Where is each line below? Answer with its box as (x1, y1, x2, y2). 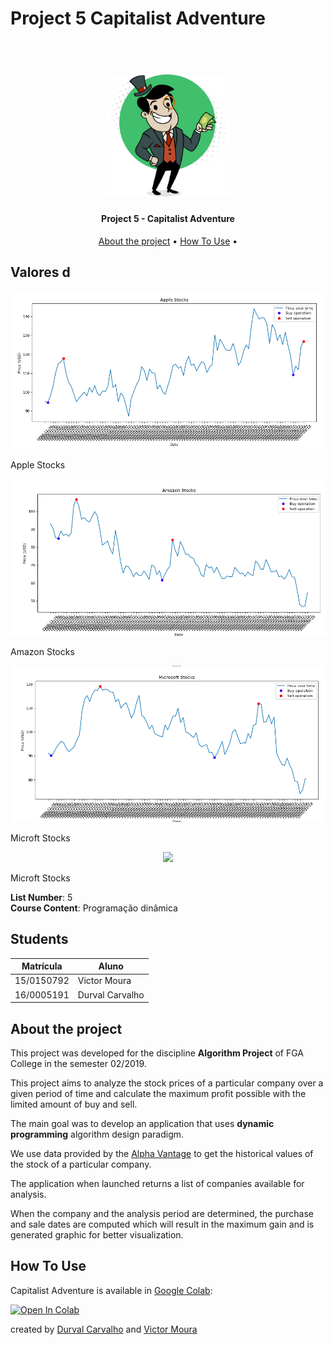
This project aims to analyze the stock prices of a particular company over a (10, 1077, 324, 1089)
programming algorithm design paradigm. (10, 1128, 185, 1140)
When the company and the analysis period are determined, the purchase (10, 1207, 314, 1219)
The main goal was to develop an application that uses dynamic (10, 1117, 275, 1129)
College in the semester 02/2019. (10, 1057, 147, 1069)
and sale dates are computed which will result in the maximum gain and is (10, 1218, 315, 1230)
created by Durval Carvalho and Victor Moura (10, 1323, 198, 1335)
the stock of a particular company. (10, 1158, 152, 1170)
